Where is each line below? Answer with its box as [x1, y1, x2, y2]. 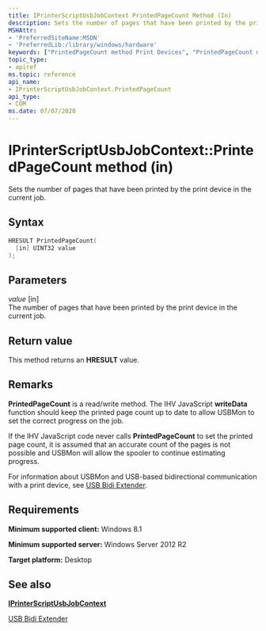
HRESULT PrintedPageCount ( [8, 237, 97, 245]
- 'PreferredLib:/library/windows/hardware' [8, 41, 158, 49]
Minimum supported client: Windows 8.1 [8, 524, 142, 534]
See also [8, 578, 51, 591]
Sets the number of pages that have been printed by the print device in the [8, 184, 252, 194]
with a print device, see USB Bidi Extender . [8, 480, 148, 489]
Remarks [8, 378, 54, 392]
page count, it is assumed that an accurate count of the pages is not [8, 439, 231, 449]
